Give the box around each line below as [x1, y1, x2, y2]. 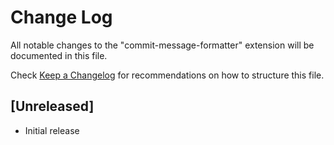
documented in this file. [10, 49, 108, 61]
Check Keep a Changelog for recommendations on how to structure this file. [10, 69, 325, 81]
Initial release [24, 124, 80, 136]
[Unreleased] [10, 98, 95, 115]
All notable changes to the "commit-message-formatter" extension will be [10, 39, 315, 51]
